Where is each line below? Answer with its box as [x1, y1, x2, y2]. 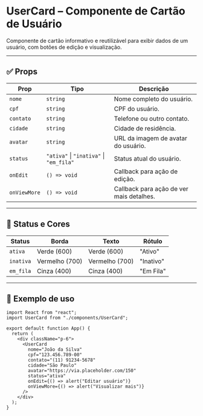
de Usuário [6, 17, 62, 31]
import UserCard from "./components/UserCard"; [6, 315, 129, 321]
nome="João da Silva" [28, 347, 83, 353]
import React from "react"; [6, 310, 77, 316]
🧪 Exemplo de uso [6, 293, 75, 304]
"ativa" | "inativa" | [46, 151, 105, 159]
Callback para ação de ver [114, 184, 188, 193]
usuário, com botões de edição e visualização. [6, 43, 122, 51]
